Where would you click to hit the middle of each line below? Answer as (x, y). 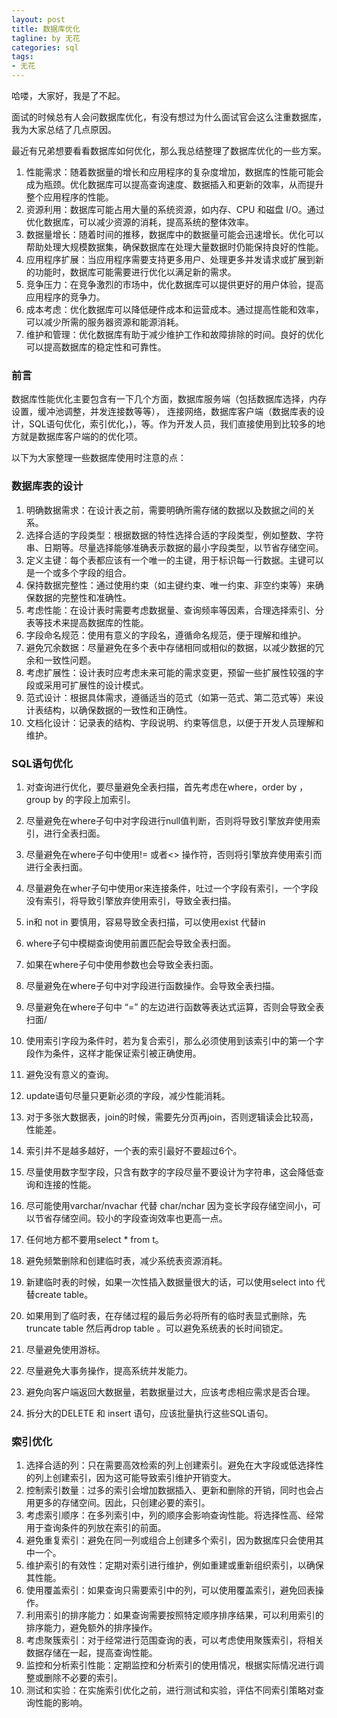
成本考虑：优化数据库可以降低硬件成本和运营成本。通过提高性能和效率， (174, 309)
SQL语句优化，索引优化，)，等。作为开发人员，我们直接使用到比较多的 (172, 424)
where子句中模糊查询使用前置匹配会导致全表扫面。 (130, 943)
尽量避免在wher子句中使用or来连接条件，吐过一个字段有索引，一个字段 (172, 888)
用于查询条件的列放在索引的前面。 (96, 1528)
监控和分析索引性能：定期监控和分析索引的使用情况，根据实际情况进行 (170, 1665)
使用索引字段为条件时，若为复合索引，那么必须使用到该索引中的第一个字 (174, 1040)
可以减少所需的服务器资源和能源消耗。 (104, 322)
